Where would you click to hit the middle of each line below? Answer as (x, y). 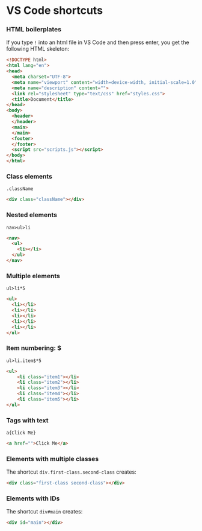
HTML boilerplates (34, 30)
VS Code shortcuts (55, 11)
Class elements (29, 177)
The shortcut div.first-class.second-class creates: (71, 472)
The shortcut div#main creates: (44, 512)
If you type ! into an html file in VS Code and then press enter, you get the (98, 42)
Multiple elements (33, 276)
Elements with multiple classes (53, 459)
